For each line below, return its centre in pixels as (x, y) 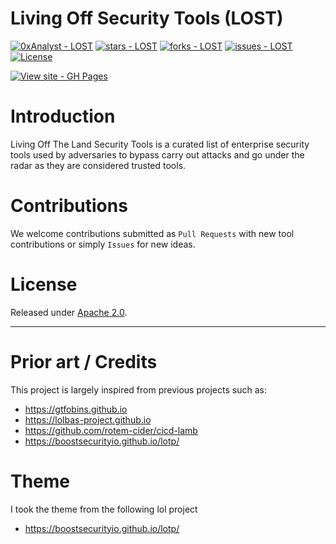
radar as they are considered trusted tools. (98, 165)
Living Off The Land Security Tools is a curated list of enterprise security (160, 144)
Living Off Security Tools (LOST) (147, 18)
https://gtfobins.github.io (76, 409)
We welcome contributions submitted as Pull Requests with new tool (152, 233)
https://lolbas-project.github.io (88, 419)
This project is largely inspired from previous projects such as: (138, 389)
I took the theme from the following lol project (104, 509)
